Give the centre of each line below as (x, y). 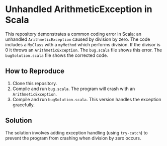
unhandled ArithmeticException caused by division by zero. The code (78, 39)
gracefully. (24, 105)
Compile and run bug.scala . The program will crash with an (74, 89)
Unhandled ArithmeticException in (79, 9)
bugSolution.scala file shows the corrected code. (57, 55)
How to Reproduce (35, 71)
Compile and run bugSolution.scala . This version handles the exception (87, 99)
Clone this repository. (35, 83)
